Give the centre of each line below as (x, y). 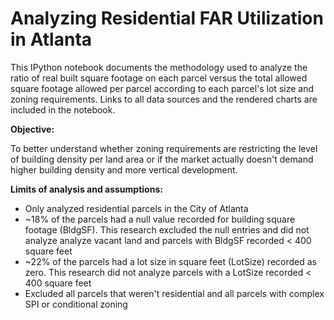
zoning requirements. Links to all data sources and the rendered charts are (164, 99)
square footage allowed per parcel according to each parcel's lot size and (162, 88)
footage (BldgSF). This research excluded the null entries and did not (167, 229)
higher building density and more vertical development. (124, 169)
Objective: (32, 129)
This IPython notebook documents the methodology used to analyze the (159, 67)
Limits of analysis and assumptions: (86, 189)
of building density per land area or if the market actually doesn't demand (162, 159)
